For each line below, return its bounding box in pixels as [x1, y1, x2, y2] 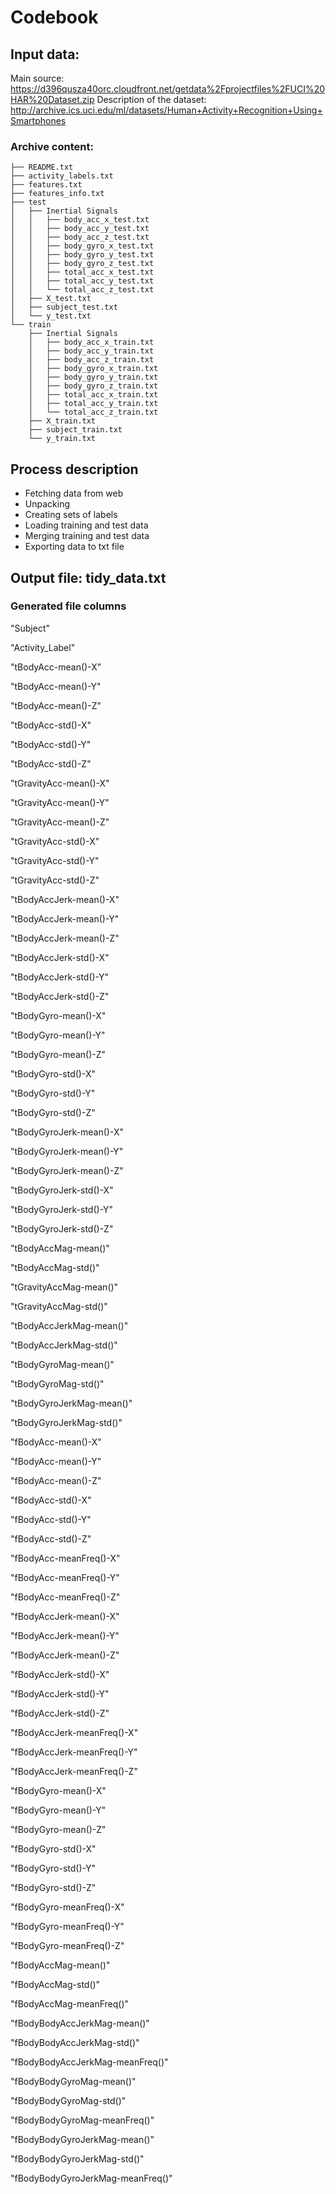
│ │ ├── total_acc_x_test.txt [10, 267, 155, 278]
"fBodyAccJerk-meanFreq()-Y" [10, 1746, 138, 1758]
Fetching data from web [24, 487, 124, 500]
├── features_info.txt [10, 189, 105, 199]
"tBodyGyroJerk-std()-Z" [10, 1222, 114, 1235]
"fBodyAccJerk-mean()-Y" [10, 1629, 120, 1641]
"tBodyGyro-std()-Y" [10, 1087, 96, 1099]
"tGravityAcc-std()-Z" [10, 874, 100, 886]
